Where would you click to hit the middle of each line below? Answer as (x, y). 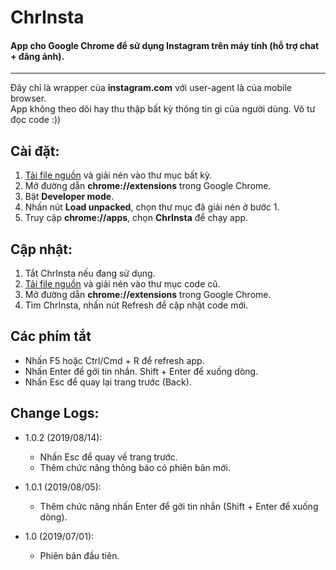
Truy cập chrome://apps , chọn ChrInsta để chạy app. (136, 218)
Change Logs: (55, 413)
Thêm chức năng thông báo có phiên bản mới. (135, 467)
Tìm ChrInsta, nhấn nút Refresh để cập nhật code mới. (136, 305)
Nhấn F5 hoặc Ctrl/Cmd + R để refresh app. (114, 360)
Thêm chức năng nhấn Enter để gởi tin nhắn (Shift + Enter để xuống (179, 506)
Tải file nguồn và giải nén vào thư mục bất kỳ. (118, 175)
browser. (28, 98)
